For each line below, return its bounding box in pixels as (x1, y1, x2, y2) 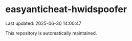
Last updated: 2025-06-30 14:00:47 (5, 20, 82, 26)
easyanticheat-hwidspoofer (5, 4, 127, 15)
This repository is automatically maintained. (5, 30, 97, 36)
